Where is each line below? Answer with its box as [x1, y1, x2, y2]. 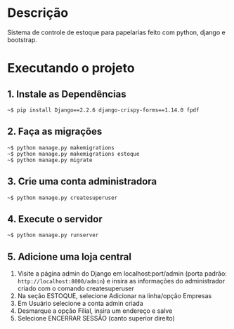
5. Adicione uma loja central [7, 250, 132, 262]
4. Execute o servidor [7, 213, 103, 225]
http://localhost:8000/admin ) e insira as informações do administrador [17, 277, 226, 286]
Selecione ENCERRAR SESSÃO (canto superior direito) [17, 314, 176, 323]
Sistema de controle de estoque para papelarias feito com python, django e [7, 28, 226, 36]
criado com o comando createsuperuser [17, 284, 135, 293]
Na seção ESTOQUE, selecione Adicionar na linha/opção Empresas [17, 292, 212, 300]
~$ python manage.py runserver [7, 231, 99, 239]
